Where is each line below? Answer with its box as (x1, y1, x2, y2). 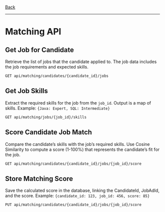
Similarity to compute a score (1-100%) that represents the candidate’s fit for (5, 146, 160, 152)
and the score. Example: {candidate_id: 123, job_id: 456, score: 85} (5, 193, 150, 199)
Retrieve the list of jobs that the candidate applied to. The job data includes (5, 59, 157, 65)
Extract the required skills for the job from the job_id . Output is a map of (5, 100, 151, 106)
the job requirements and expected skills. (5, 64, 89, 70)
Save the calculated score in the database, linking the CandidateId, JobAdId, (5, 187, 160, 194)
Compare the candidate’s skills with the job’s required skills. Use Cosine (5, 141, 150, 147)
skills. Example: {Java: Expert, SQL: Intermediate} (5, 105, 110, 111)
